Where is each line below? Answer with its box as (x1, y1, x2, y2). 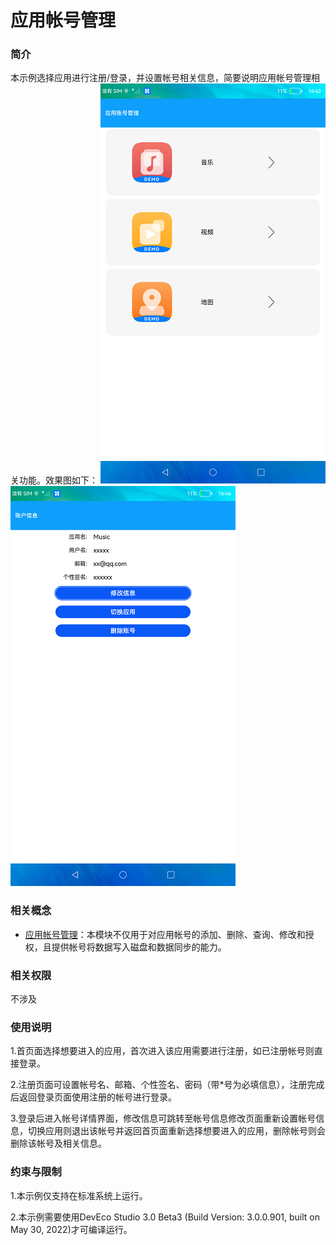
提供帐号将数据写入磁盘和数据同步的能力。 (51, 941, 227, 953)
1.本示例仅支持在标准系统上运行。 (10, 1189, 148, 1201)
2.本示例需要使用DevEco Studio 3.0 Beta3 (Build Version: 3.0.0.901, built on (10, 1211, 320, 1223)
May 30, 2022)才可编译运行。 (10, 1223, 133, 1235)
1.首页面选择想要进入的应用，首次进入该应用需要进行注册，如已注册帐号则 (10, 1045, 315, 1057)
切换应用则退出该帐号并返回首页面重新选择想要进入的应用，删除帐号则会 (27, 1125, 326, 1137)
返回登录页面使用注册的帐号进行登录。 (18, 1091, 177, 1103)
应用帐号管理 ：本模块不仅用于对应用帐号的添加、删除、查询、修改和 (24, 928, 306, 940)
